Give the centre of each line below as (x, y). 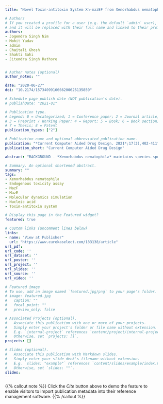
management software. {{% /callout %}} (45, 397)
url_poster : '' (20, 260)
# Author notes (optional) (32, 72)
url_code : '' (18, 251)
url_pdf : (14, 246)
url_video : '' (19, 278)
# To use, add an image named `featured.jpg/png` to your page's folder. (81, 292)
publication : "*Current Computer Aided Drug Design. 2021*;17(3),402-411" (82, 144)
